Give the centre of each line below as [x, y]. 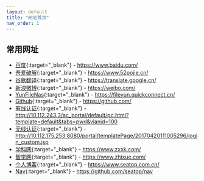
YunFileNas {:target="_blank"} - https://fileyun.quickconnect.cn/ [95, 95]
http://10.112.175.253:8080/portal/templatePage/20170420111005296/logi [106, 136]
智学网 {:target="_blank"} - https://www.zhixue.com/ [80, 157]
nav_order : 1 [23, 23]
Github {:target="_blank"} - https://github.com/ [73, 101]
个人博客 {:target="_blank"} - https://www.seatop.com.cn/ [87, 165]
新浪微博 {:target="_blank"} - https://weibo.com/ [75, 88]
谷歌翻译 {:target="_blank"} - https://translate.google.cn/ [86, 80]
